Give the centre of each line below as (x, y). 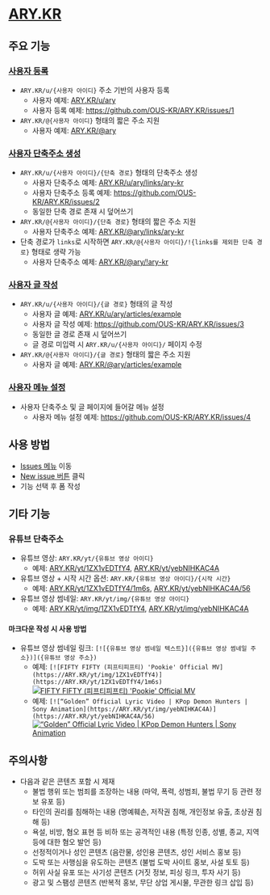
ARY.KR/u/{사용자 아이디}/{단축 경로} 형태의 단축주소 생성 (109, 173)
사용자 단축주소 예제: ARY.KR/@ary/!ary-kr (100, 262)
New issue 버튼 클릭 (52, 476)
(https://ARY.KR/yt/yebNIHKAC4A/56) (93, 716)
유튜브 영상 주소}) (71, 658)
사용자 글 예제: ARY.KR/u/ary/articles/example (106, 314)
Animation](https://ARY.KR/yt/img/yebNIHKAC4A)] (133, 709)
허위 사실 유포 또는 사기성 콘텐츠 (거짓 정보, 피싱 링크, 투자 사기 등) (136, 872)
